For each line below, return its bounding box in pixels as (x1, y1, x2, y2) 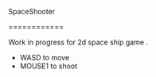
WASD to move (19, 53, 70, 62)
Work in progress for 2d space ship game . (8, 37, 149, 47)
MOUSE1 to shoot (19, 61, 78, 71)
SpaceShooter (8, 7, 56, 16)
